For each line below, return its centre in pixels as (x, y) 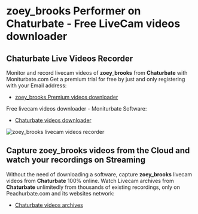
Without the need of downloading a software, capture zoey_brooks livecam (99, 174)
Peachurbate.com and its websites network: (60, 193)
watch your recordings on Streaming (76, 160)
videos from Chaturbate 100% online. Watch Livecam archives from (90, 181)
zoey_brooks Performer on (74, 11)
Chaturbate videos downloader (53, 120)
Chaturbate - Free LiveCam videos (93, 24)
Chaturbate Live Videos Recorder (70, 58)
